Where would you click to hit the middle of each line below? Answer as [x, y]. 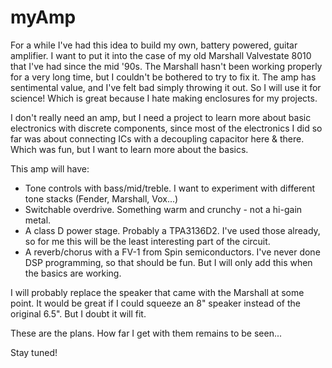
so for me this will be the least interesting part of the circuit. [147, 241]
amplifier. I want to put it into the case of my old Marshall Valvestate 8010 [161, 55]
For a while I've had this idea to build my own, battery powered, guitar [154, 45]
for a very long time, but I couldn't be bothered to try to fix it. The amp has [163, 77]
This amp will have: [50, 168]
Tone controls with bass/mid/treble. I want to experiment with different [170, 188]
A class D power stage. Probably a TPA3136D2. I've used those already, [172, 230]
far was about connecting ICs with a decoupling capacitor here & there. [157, 138]
